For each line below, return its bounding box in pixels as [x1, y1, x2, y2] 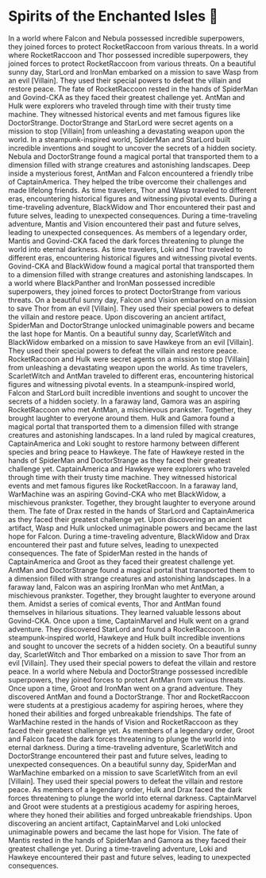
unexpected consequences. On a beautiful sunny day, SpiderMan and [8, 759, 237, 769]
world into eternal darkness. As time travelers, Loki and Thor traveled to [8, 244, 243, 253]
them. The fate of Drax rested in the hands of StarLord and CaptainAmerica [8, 506, 255, 516]
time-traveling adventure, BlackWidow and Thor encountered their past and [8, 202, 256, 211]
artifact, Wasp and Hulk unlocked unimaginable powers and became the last [8, 523, 258, 532]
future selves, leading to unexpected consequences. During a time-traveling [8, 211, 258, 220]
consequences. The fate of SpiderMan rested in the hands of [8, 548, 208, 558]
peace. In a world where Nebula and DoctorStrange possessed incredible [8, 667, 249, 676]
